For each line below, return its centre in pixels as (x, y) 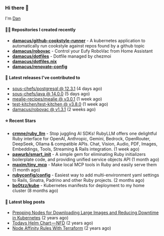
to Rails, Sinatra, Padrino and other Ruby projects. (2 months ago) (78, 180)
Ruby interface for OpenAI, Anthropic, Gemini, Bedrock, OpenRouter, (81, 138)
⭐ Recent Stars (21, 121)
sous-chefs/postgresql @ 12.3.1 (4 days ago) (57, 88)
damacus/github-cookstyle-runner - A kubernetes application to (79, 41)
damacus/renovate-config (40, 66)
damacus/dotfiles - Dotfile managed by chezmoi (62, 56)
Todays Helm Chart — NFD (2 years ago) (53, 223)
